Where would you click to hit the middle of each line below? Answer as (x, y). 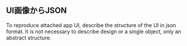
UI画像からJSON (36, 11)
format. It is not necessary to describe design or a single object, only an (94, 31)
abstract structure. (29, 38)
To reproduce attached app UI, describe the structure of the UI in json (91, 25)
